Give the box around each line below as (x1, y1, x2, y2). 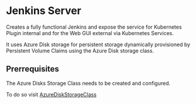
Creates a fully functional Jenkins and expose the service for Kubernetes (6, 23, 183, 30)
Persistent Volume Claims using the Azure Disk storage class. (6, 47, 154, 54)
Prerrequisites (6, 64, 60, 74)
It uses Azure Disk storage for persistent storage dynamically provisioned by (6, 41, 191, 48)
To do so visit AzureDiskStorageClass (6, 91, 97, 98)
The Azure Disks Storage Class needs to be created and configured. (6, 79, 171, 86)
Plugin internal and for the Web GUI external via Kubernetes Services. (6, 29, 174, 36)
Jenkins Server (6, 4, 82, 18)
